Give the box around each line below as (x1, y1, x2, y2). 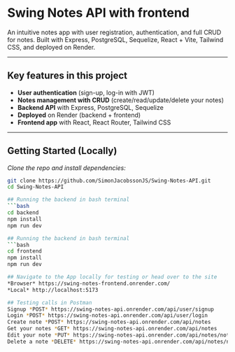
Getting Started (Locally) (7, 145, 117, 157)
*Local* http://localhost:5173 (7, 286, 99, 293)
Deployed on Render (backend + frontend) (17, 111, 141, 119)
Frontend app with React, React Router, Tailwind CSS (17, 118, 171, 127)
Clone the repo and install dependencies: (7, 163, 126, 172)
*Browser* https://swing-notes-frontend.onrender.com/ (7, 280, 171, 287)
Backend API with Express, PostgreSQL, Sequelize (17, 103, 164, 111)
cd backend (7, 209, 39, 216)
